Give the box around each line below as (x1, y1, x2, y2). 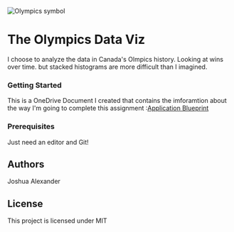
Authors (7, 158, 45, 170)
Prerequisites (7, 121, 55, 131)
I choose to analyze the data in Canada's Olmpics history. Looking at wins (7, 55, 224, 63)
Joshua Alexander (7, 177, 60, 186)
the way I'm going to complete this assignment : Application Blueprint (7, 104, 209, 113)
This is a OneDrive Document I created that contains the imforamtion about (7, 96, 228, 105)
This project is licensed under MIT (7, 216, 108, 225)
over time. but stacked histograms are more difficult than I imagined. (7, 62, 208, 71)
